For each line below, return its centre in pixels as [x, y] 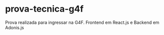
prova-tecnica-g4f [44, 9]
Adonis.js [15, 27]
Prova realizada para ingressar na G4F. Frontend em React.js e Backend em [82, 22]
